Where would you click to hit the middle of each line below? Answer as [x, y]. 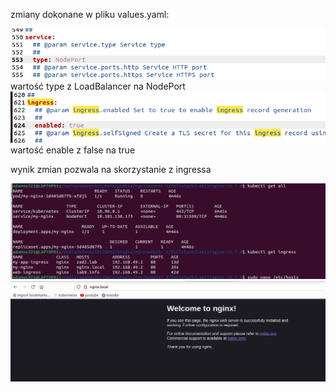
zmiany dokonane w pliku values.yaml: [90, 14]
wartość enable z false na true [73, 150]
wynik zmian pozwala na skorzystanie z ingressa [111, 169]
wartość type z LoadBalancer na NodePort [98, 86]
